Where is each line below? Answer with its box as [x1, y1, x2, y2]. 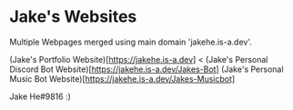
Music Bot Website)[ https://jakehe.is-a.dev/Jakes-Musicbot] [9, 73, 236, 84]
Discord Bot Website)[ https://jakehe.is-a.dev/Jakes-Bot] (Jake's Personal [9, 64, 284, 75]
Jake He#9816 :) [9, 91, 71, 102]
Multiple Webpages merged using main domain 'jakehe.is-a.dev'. [9, 36, 252, 47]
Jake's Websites [9, 6, 137, 27]
